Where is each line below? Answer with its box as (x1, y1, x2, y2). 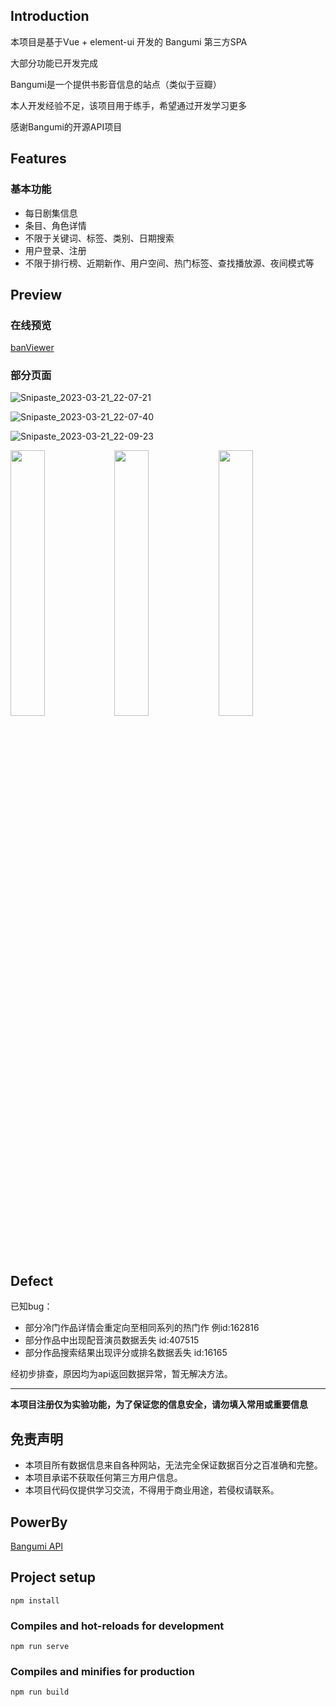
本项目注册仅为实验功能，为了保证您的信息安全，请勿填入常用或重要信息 (10, 1399, 308, 1411)
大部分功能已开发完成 (10, 57, 98, 69)
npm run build (10, 1687, 70, 1698)
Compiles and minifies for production (10, 1664, 195, 1678)
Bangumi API (10, 1540, 64, 1552)
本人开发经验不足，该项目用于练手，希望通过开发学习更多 (10, 99, 247, 111)
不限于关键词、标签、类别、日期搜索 (24, 232, 175, 244)
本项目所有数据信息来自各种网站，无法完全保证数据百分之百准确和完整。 (24, 1459, 323, 1471)
